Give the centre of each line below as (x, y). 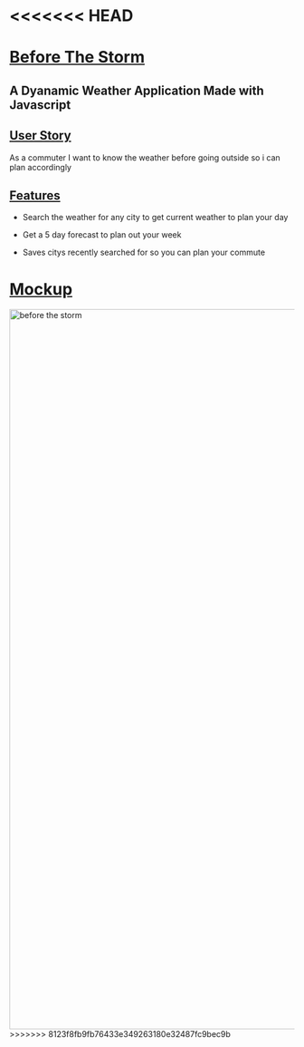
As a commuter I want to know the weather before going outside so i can (145, 157)
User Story (40, 136)
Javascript (40, 105)
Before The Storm (77, 58)
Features (35, 195)
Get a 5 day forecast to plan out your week (102, 235)
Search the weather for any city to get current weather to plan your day (155, 218)
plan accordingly (41, 167)
